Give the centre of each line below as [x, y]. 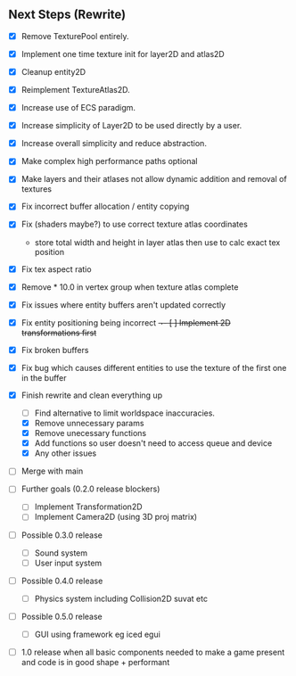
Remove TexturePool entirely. [75, 36]
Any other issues [66, 453]
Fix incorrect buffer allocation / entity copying [105, 206]
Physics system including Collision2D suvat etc [121, 598]
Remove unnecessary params [89, 423]
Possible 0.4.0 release [62, 581]
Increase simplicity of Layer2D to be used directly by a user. [132, 126]
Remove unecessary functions [90, 433]
